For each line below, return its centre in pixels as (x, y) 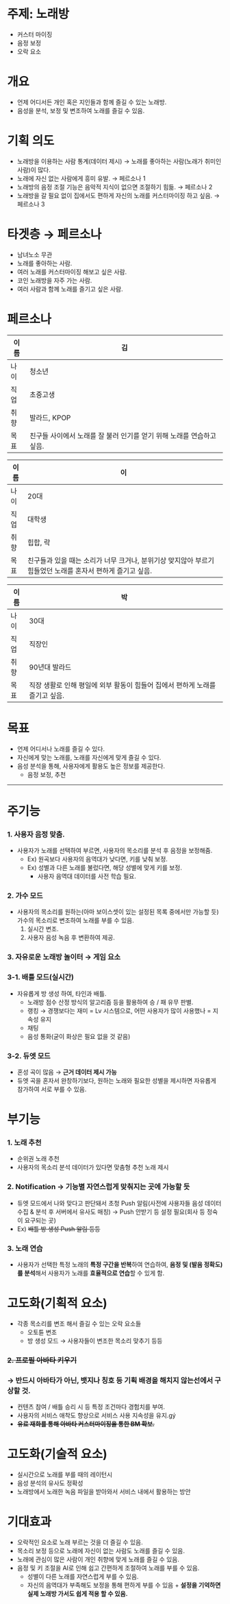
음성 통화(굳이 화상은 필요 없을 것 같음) (79, 1036)
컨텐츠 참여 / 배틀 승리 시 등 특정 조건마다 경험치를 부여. (91, 1407)
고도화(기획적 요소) (57, 1303)
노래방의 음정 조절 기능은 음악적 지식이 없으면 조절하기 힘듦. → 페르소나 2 (115, 187)
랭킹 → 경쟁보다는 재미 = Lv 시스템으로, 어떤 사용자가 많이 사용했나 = (119, 1010)
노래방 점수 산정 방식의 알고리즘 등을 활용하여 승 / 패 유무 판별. (110, 1002)
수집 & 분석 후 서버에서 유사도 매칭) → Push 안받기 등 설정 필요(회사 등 (111, 1212)
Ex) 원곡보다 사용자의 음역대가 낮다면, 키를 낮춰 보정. (97, 859)
